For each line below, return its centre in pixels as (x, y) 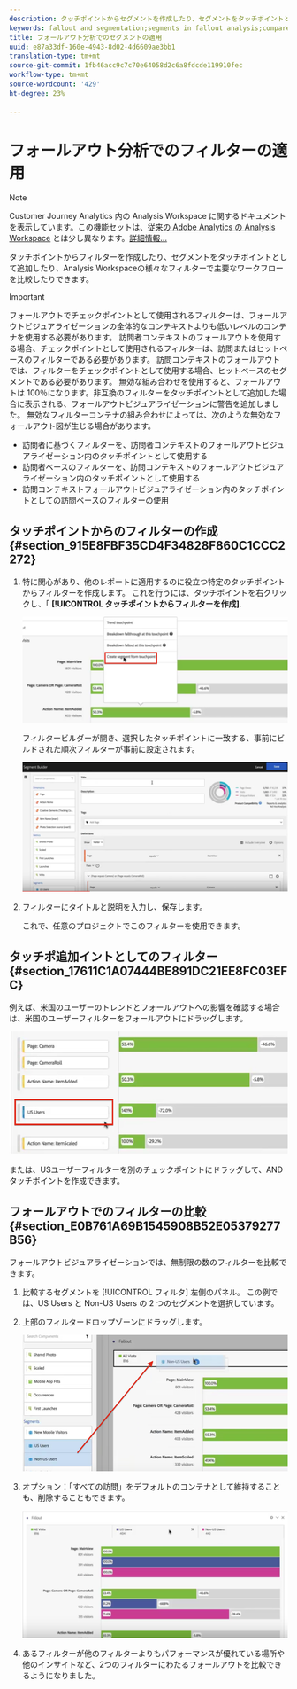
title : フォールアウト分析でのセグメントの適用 (86, 37)
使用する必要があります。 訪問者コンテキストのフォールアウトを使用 (149, 338)
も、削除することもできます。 (76, 1497)
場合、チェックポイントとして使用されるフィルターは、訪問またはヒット (148, 348)
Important (27, 297)
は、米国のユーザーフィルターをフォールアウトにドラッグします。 (129, 1019)
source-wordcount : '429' (55, 84)
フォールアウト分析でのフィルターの (141, 150)
